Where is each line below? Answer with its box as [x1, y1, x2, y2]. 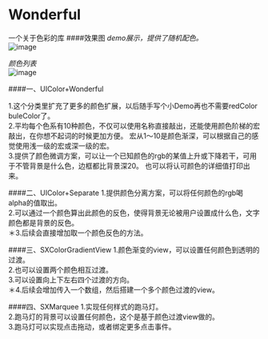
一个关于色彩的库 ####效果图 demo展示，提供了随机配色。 [8, 33, 203, 42]
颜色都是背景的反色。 [8, 217, 78, 227]
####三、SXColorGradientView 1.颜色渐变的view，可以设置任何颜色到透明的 [8, 245, 260, 254]
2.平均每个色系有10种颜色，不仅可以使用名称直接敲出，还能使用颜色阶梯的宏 [8, 121, 261, 130]
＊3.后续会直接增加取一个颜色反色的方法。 [8, 228, 148, 237]
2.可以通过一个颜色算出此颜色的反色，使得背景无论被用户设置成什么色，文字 [8, 208, 260, 217]
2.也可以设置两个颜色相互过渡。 [8, 265, 114, 274]
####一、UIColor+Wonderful [8, 84, 104, 94]
